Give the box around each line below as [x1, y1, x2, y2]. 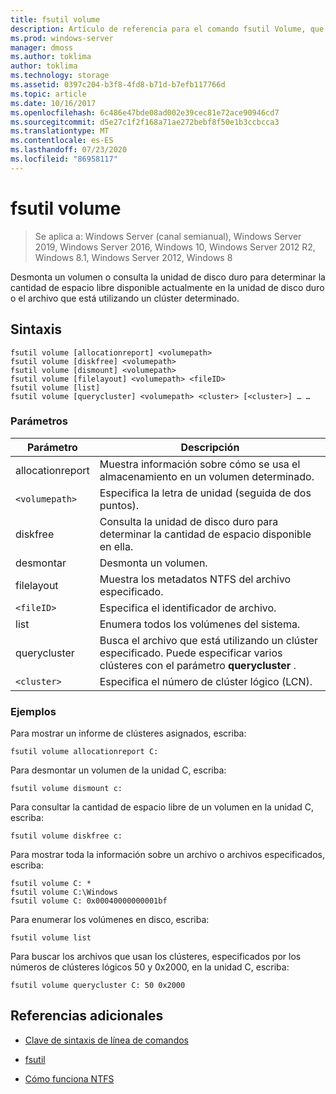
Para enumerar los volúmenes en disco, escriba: [10, 914, 210, 926]
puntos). [99, 498, 140, 512]
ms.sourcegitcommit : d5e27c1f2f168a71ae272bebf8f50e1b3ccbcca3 [10, 117, 280, 127]
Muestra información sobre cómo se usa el [99, 457, 301, 471]
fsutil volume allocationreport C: [10, 747, 159, 757]
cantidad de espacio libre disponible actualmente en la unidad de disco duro [10, 281, 325, 293]
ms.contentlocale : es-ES [10, 136, 114, 146]
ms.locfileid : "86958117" [10, 154, 118, 164]
